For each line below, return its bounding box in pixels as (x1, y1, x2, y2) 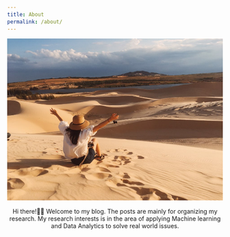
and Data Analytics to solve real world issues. (51, 222, 179, 230)
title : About (7, 11, 44, 18)
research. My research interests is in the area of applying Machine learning (9, 214, 221, 223)
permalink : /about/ (7, 18, 63, 25)
